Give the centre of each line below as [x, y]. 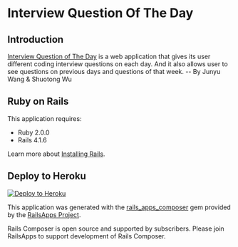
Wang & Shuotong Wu [40, 79]
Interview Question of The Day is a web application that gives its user [109, 56]
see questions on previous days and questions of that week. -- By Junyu [114, 72]
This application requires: [45, 118]
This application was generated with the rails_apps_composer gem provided [119, 207]
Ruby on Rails [38, 101]
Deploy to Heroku [47, 176]
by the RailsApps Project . [44, 214]
